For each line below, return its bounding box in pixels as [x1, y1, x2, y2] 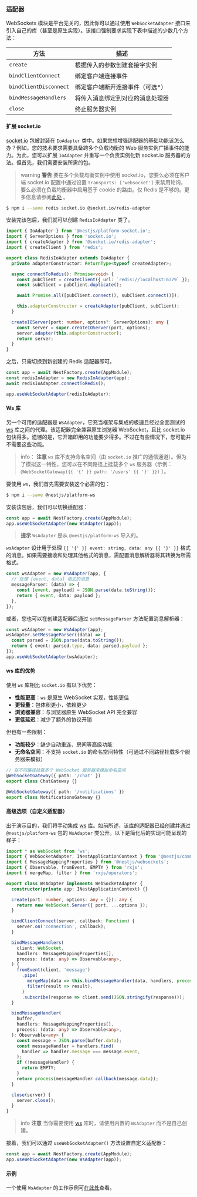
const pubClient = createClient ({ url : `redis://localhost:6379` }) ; [16, 277, 191, 282]
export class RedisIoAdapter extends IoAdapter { [6, 255, 130, 261]
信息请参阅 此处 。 [25, 193, 69, 200]
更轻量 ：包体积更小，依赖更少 [14, 702, 87, 709]
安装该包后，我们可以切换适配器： [6, 503, 89, 510]
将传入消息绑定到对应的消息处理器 [74, 94, 169, 102]
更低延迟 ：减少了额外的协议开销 [14, 716, 92, 723]
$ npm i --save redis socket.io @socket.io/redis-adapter [6, 205, 151, 211]
